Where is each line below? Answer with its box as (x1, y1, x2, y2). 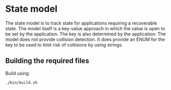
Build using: (5, 70, 30, 76)
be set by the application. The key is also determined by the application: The (5, 31, 166, 37)
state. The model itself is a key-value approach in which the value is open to (5, 25, 165, 31)
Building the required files (5, 57, 89, 65)
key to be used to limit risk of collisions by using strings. (5, 41, 124, 48)
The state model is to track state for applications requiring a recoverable (5, 20, 157, 26)
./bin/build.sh (5, 80, 38, 85)
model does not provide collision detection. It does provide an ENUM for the (5, 36, 165, 42)
